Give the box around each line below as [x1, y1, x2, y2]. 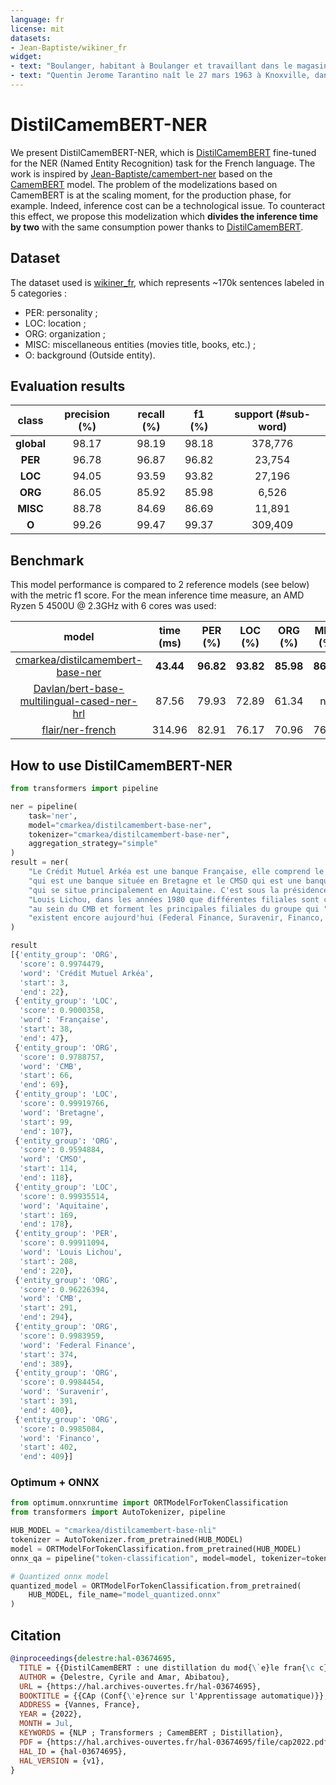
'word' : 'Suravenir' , [19, 1387, 110, 1397]
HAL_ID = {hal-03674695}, [19, 1746, 128, 1756]
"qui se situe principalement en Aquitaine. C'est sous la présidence [28, 885, 329, 895]
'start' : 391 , [19, 1396, 78, 1406]
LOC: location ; [24, 317, 87, 329]
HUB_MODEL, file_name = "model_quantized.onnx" [28, 1590, 222, 1600]
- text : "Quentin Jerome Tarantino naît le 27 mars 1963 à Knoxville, [10, 71, 311, 81]
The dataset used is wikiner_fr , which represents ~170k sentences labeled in [10, 276, 325, 288]
